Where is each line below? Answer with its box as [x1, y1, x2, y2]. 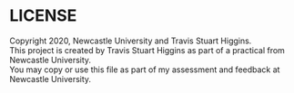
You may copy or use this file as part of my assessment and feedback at [9, 64, 280, 75]
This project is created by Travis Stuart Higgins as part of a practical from [9, 44, 285, 55]
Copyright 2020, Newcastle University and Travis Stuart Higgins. [9, 35, 252, 46]
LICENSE [9, 5, 77, 26]
